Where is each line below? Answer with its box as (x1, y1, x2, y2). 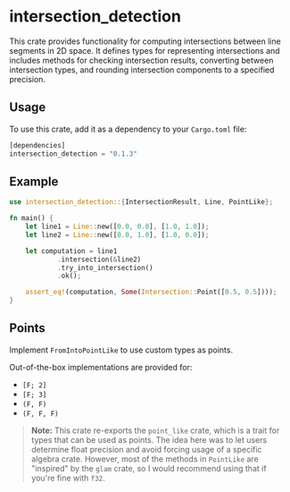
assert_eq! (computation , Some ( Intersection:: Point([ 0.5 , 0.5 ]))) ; (25, 288, 278, 297)
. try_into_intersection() (56, 263, 153, 272)
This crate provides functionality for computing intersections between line (9, 36, 281, 47)
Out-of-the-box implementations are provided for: (9, 361, 193, 372)
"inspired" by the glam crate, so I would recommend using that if (30, 462, 267, 473)
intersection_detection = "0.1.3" (9, 149, 138, 158)
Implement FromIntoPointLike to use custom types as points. (9, 344, 234, 355)
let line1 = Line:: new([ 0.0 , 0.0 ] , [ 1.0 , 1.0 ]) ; (25, 222, 210, 232)
